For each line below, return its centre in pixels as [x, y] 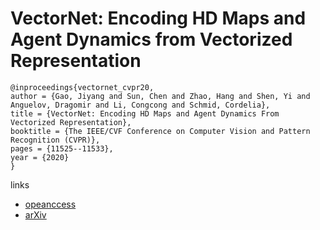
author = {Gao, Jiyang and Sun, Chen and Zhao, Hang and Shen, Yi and [160, 96]
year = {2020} [40, 157]
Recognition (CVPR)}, [55, 140]
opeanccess [50, 204]
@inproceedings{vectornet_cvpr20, [82, 87]
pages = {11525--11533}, [62, 148]
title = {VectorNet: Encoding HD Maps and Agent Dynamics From [145, 113]
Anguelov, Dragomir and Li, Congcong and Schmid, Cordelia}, [140, 105]
